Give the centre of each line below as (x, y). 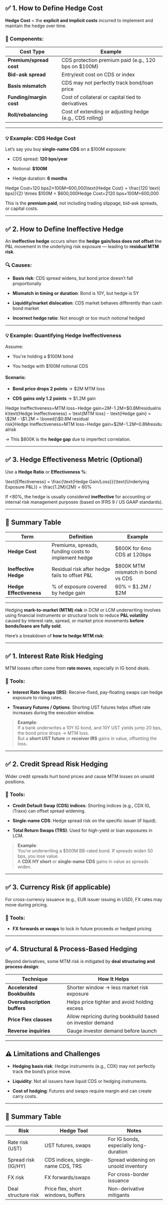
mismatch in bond (136, 572)
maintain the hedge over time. (36, 26)
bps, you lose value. (38, 856)
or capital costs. (22, 208)
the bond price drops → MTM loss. (53, 733)
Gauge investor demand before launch (112, 1031)
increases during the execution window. (53, 712)
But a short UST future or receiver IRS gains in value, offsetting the (87, 738)
